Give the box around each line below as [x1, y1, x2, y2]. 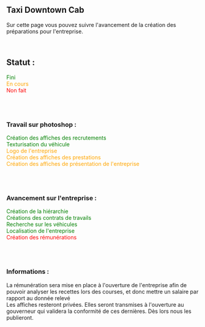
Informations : [6, 268, 50, 276]
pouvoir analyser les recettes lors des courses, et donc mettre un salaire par [6, 288, 199, 295]
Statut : [6, 58, 35, 68]
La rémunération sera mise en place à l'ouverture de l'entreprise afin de [6, 281, 187, 288]
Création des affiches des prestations [6, 153, 101, 161]
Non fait [6, 86, 26, 94]
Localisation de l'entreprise [6, 227, 75, 235]
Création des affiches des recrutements [6, 134, 106, 141]
